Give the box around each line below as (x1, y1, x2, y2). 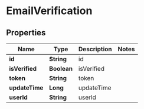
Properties (6, 28, 46, 38)
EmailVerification (6, 4, 93, 18)
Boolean (49, 65, 73, 72)
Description (78, 45, 112, 53)
